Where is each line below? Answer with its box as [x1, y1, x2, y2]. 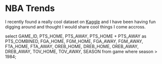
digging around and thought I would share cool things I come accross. [5, 24, 146, 29]
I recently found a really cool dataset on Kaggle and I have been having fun [5, 19, 156, 25]
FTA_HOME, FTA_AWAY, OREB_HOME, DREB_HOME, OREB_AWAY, [5, 43, 139, 49]
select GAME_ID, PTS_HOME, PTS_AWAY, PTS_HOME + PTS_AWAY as [5, 33, 147, 39]
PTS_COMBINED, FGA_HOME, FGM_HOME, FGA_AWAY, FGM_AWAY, [5, 38, 143, 44]
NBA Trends [5, 3, 55, 14]
